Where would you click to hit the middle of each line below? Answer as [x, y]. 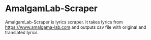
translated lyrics [21, 32]
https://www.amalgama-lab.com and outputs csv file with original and [76, 27]
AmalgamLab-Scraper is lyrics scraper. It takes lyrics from [64, 22]
